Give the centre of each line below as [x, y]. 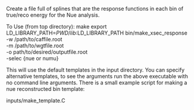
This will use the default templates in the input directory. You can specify [96, 70]
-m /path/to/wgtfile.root [35, 45]
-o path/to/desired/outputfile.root [47, 52]
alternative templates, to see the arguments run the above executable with [97, 76]
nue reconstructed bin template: [46, 89]
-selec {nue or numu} [32, 58]
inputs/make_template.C [36, 100]
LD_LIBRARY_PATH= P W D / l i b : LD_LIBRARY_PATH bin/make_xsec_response [97, 33]
